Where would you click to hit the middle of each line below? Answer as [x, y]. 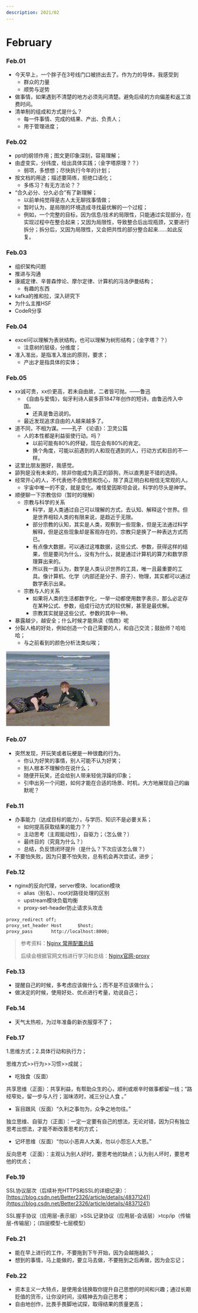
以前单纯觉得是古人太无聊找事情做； [68, 200]
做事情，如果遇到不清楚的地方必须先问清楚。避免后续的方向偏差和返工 [100, 97]
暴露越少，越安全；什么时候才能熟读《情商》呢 [72, 620]
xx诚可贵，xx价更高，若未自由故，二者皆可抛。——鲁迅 [82, 392]
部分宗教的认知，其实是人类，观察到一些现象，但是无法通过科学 [110, 525]
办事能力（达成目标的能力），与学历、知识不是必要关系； [83, 819]
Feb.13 [16, 972]
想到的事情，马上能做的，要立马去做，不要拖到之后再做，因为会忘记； [100, 1260]
